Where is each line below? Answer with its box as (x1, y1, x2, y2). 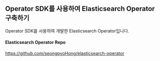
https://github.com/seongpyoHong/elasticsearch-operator (5, 51, 125, 57)
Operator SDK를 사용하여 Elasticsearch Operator (5, 4, 155, 13)
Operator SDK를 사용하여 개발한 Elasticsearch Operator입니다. (5, 28, 130, 33)
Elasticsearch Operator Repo (5, 39, 66, 45)
